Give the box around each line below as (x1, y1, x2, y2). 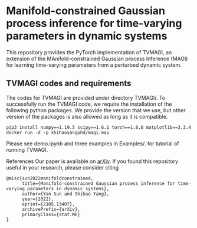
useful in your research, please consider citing (6, 164, 119, 171)
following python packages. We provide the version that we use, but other (6, 106, 186, 113)
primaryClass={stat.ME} (21, 211, 81, 217)
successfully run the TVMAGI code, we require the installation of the (6, 100, 172, 108)
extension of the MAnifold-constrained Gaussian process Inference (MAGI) (6, 55, 188, 62)
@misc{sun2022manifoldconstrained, (6, 175, 94, 181)
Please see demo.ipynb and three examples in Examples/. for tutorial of (6, 140, 179, 147)
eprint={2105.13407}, (21, 201, 75, 207)
